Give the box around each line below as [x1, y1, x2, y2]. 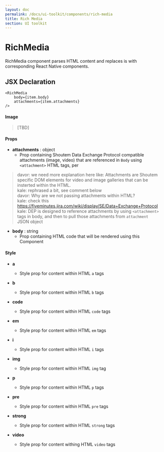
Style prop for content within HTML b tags [19, 289, 104, 295]
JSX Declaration [5, 77, 55, 86]
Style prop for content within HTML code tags [19, 308, 111, 314]
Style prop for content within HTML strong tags [19, 422, 115, 428]
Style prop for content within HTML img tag [19, 365, 106, 371]
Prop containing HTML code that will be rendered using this [19, 233, 140, 239]
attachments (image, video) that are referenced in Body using [19, 157, 142, 163]
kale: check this [17, 198, 49, 204]
